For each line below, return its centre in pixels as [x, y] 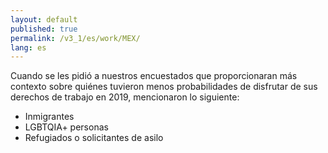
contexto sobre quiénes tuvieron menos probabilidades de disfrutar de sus [164, 87]
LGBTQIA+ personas [66, 127]
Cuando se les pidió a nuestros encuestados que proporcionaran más [154, 76]
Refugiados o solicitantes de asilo [94, 138]
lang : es [28, 47]
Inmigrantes [49, 117]
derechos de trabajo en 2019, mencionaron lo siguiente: [125, 97]
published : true [44, 29]
